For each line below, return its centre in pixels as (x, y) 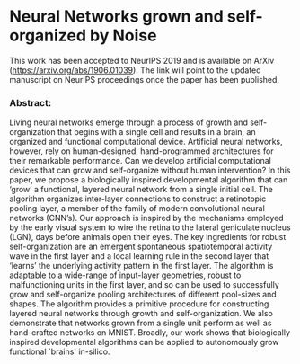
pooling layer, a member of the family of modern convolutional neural (137, 209)
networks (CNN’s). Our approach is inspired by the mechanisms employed (147, 218)
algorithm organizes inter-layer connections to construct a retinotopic (138, 199)
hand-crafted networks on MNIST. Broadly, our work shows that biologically (150, 333)
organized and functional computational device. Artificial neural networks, (146, 142)
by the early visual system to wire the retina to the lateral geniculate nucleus (150, 227)
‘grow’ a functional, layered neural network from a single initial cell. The (141, 190)
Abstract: (31, 102)
